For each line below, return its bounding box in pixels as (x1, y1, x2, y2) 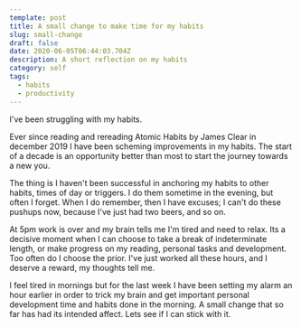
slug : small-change (9, 30, 83, 39)
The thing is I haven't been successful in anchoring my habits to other (9, 177, 269, 188)
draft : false (9, 38, 59, 48)
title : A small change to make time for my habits (9, 22, 204, 31)
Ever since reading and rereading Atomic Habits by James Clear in (9, 131, 257, 142)
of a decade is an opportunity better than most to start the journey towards (9, 150, 288, 161)
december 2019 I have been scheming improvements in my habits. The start (9, 141, 292, 152)
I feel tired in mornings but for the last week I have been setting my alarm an (9, 279, 293, 290)
